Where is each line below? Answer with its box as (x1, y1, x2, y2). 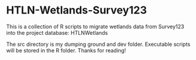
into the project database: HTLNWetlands (6, 29, 108, 36)
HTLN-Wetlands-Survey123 (6, 4, 148, 17)
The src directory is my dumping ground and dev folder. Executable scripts (6, 41, 191, 48)
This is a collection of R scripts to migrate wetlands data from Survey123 (6, 23, 185, 30)
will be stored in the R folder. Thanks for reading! (6, 46, 127, 54)
